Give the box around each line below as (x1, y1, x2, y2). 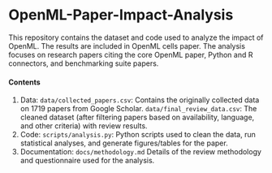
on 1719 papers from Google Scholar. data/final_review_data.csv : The (19, 104, 257, 114)
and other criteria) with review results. (19, 121, 148, 131)
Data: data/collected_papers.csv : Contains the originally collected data (19, 95, 260, 105)
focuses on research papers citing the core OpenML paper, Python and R (8, 50, 253, 59)
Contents (8, 77, 41, 87)
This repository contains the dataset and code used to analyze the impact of (8, 32, 264, 42)
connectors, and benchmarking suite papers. (8, 58, 159, 68)
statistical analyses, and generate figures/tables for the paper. (19, 138, 229, 148)
